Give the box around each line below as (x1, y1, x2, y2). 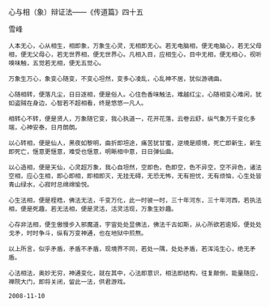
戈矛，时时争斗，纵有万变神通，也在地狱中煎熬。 (8, 229, 148, 237)
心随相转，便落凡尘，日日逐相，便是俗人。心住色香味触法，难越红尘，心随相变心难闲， (8, 91, 256, 99)
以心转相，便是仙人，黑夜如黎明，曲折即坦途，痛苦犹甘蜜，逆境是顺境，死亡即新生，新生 (8, 139, 262, 147)
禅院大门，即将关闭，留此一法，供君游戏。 (8, 278, 130, 286)
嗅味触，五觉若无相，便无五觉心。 (8, 59, 105, 67)
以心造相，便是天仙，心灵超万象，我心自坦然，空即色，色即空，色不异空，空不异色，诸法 (8, 164, 262, 172)
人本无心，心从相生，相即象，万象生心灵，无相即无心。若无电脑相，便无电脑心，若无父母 (8, 42, 262, 50)
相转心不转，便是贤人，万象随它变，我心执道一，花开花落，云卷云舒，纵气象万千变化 (8, 115, 250, 123)
